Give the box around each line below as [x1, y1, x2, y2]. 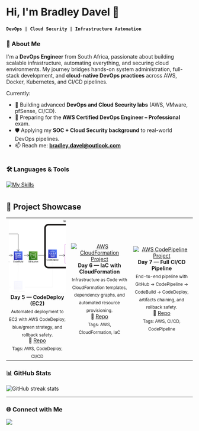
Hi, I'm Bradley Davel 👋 [6, 5, 120, 19]
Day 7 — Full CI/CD [137, 259, 186, 266]
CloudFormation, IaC [78, 329, 121, 335]
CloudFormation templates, [72, 284, 127, 291]
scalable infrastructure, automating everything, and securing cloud [6, 59, 169, 67]
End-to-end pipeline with [135, 274, 188, 280]
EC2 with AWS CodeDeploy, [8, 316, 66, 322]
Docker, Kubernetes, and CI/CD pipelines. [6, 78, 108, 85]
